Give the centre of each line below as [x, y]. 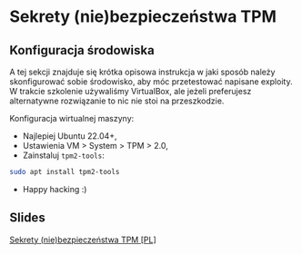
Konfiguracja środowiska [82, 50]
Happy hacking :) [55, 189]
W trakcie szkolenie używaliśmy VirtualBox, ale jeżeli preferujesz [131, 91]
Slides [27, 218]
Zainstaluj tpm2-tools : [63, 155]
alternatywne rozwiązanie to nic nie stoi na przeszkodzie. [117, 101]
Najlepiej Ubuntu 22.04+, [70, 136]
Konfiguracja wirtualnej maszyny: [72, 118]
